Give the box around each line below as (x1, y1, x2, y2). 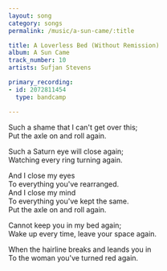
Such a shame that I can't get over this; (8, 122, 138, 132)
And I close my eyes (8, 170, 75, 180)
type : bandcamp (15, 93, 67, 101)
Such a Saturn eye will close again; (8, 146, 124, 156)
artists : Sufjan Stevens (8, 64, 92, 72)
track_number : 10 (8, 56, 67, 64)
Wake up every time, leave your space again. (8, 228, 157, 238)
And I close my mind (8, 187, 76, 197)
